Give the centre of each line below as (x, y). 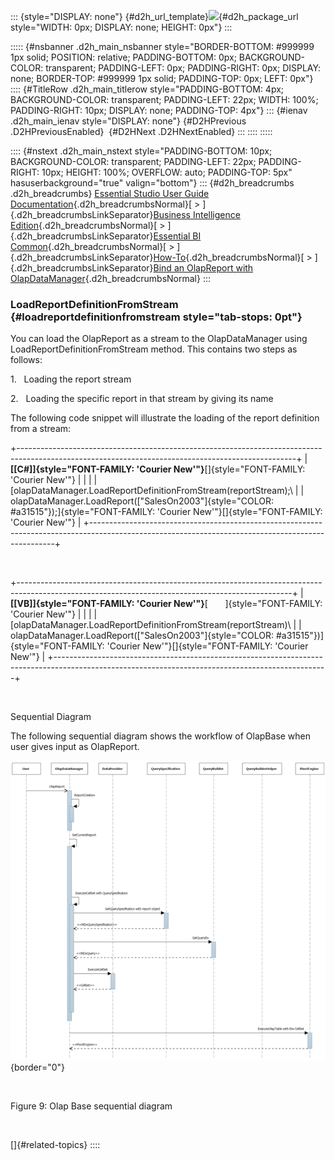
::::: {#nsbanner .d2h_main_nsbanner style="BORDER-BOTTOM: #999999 (162, 46)
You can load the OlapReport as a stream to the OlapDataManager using (159, 339)
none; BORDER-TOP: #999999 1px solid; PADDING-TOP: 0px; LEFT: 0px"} (162, 78)
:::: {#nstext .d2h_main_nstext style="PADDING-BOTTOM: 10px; (141, 151)
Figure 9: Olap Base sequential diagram (91, 1106)
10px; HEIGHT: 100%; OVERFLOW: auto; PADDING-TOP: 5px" (167, 172)
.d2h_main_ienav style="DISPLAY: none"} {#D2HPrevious (128, 121)
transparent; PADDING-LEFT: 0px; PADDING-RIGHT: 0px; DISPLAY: (183, 68)
